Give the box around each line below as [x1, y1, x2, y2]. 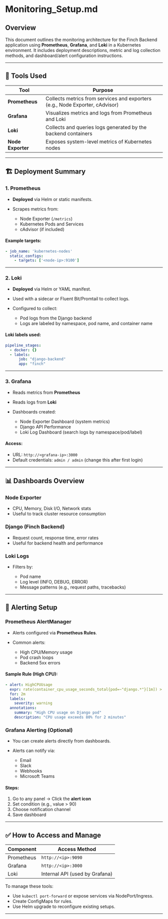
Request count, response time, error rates [12, 534, 99, 540]
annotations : [9, 705, 37, 710]
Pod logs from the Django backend [19, 315, 92, 321]
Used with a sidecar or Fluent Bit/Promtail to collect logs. [12, 295, 130, 301]
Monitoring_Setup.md [5, 3, 98, 15]
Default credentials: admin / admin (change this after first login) [12, 456, 143, 463]
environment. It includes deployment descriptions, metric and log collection [5, 47, 161, 53]
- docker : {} [9, 347, 37, 352]
